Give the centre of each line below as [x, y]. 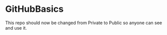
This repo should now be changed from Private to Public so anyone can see [84, 23]
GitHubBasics [34, 9]
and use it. [16, 28]
